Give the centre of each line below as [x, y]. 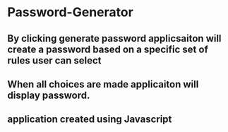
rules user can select [54, 60]
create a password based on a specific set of [108, 49]
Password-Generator [71, 12]
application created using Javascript [90, 120]
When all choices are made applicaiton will [103, 84]
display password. [49, 95]
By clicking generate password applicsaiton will [114, 38]
